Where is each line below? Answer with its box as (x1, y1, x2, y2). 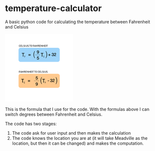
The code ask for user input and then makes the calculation (12, 130, 131, 136)
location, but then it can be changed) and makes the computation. (12, 140, 144, 146)
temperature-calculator (5, 3, 102, 14)
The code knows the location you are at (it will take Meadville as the (12, 135, 148, 141)
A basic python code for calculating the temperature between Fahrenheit (5, 19, 150, 25)
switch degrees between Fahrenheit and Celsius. (5, 111, 103, 117)
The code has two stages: (5, 121, 57, 126)
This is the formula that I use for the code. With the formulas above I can (5, 106, 150, 112)
